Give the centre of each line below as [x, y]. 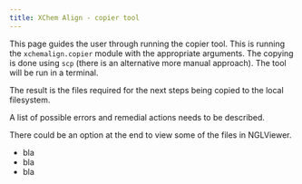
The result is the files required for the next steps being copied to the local [146, 90]
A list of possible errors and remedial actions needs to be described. [137, 117]
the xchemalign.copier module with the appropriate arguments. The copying [151, 53]
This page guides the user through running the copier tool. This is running [147, 44]
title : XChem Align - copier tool [75, 18]
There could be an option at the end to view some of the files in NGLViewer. [151, 135]
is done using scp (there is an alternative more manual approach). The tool [148, 63]
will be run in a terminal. [54, 73]
